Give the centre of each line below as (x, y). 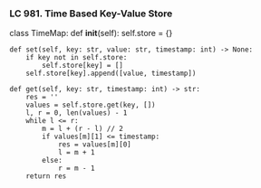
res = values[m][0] (94, 145)
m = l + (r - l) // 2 (83, 129)
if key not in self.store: (77, 58)
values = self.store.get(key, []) (91, 105)
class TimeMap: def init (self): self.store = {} (91, 33)
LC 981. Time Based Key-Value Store (91, 14)
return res (46, 176)
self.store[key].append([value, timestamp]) (111, 74)
